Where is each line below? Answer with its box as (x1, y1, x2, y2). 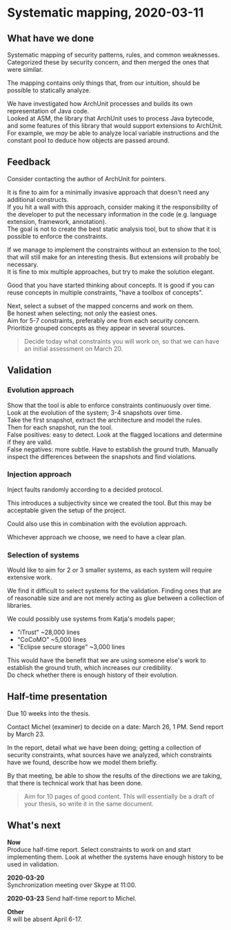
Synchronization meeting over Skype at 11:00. (7, 880, 137, 889)
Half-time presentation (7, 691, 108, 703)
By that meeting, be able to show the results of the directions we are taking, (7, 771, 222, 779)
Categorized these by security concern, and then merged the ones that (7, 58, 210, 66)
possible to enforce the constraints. (7, 232, 108, 240)
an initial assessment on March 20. (23, 344, 123, 353)
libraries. (7, 602, 32, 610)
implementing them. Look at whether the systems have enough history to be (7, 853, 224, 861)
